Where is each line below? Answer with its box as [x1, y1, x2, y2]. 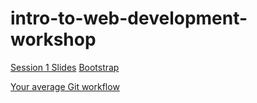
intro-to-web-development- [10, 7, 248, 30]
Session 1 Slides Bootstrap [10, 61, 120, 73]
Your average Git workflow [10, 80, 120, 92]
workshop [10, 28, 97, 51]
